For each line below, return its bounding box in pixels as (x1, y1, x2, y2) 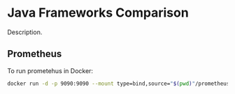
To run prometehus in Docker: (7, 66, 93, 75)
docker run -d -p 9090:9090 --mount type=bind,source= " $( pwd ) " (7, 80, 196, 87)
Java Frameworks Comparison (7, 5, 189, 21)
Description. (7, 28, 43, 36)
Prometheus (7, 48, 62, 60)
